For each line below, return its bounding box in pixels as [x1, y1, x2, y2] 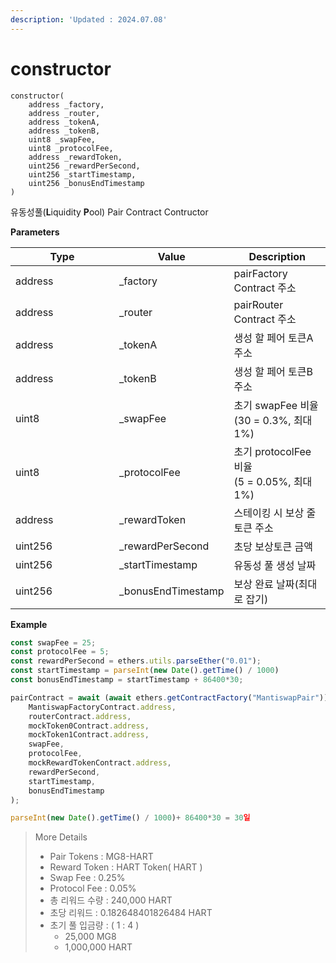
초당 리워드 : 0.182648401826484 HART [49, 907, 213, 919]
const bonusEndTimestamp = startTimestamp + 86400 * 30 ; [10, 675, 244, 685]
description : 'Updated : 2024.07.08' [10, 14, 168, 25]
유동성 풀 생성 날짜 [233, 558, 317, 572]
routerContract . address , [28, 711, 132, 721]
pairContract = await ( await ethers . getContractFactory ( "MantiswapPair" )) [10, 692, 329, 703]
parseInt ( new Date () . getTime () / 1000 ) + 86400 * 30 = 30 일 [10, 813, 251, 823]
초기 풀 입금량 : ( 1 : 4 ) [49, 919, 140, 931]
